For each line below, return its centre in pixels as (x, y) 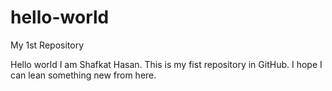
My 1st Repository (47, 45)
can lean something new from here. (83, 75)
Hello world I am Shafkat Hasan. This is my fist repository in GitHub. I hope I (166, 64)
